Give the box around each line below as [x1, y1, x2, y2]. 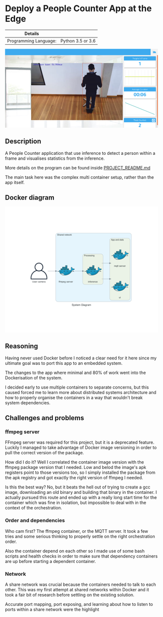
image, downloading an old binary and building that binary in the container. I [5, 489, 157, 495]
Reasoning [5, 342, 38, 351]
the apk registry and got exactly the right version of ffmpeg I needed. [5, 475, 143, 481]
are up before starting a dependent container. [5, 558, 96, 564]
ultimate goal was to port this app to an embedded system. [5, 360, 123, 366]
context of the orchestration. [5, 505, 62, 511]
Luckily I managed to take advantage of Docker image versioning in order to [5, 445, 157, 450]
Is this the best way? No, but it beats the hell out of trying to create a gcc [5, 484, 150, 490]
